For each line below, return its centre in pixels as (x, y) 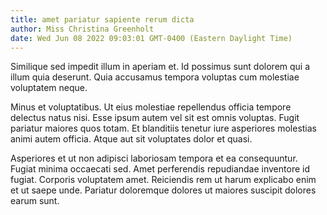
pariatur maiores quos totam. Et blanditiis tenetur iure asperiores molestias (164, 128)
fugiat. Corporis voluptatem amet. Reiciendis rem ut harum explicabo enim (163, 180)
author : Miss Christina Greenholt (82, 29)
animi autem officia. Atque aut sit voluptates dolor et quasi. (131, 139)
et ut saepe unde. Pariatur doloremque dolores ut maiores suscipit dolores (163, 190)
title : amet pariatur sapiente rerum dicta (102, 19)
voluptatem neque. (49, 88)
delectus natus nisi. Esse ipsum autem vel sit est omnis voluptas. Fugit (155, 118)
